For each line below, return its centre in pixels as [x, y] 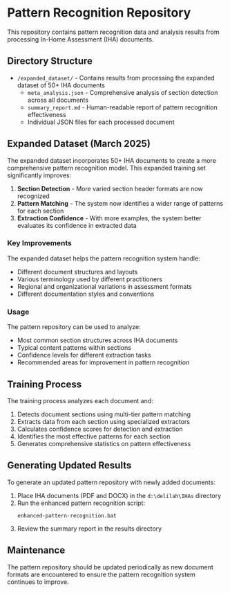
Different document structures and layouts [77, 272]
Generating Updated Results [69, 466]
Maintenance [36, 550]
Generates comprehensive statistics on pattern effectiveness [104, 443]
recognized [33, 196]
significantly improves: [39, 175]
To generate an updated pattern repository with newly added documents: [112, 482]
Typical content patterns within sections [74, 348]
